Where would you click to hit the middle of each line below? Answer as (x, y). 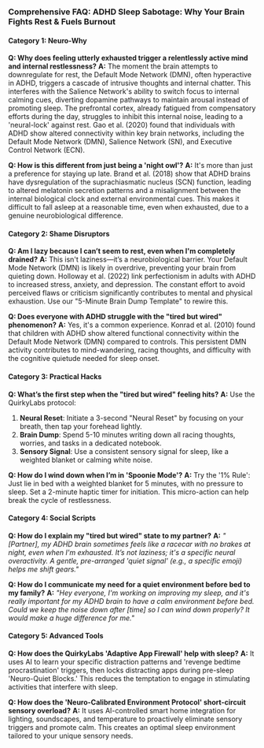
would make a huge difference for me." (71, 618)
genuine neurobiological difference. (66, 216)
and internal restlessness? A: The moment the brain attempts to (113, 66)
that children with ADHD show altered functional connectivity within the (124, 333)
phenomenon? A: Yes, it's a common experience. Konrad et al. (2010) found (132, 325)
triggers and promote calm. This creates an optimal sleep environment (122, 727)
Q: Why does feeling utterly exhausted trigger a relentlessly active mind (128, 58)
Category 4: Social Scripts (52, 518)
